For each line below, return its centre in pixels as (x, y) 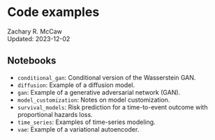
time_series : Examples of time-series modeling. (86, 122)
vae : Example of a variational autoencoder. (78, 129)
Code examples (53, 12)
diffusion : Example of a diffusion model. (76, 85)
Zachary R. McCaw (35, 31)
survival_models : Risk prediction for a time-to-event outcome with (112, 107)
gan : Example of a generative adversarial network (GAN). (99, 92)
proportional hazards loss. (55, 114)
